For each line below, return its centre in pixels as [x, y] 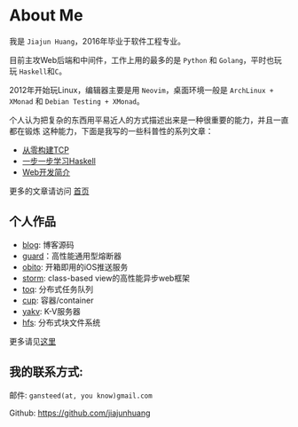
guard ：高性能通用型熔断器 [72, 256]
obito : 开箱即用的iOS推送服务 [75, 266]
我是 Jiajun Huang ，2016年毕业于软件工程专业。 [98, 41]
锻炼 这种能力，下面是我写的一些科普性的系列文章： [119, 130]
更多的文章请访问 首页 [49, 191]
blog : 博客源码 [48, 244]
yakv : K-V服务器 [51, 311]
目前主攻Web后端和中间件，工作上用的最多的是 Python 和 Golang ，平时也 [142, 59]
